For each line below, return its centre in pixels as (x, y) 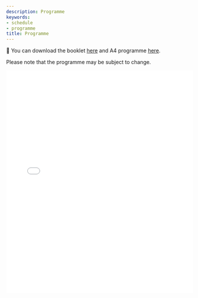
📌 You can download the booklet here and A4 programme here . (84, 50)
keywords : (18, 17)
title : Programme (28, 34)
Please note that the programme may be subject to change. (79, 62)
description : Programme (36, 12)
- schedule (20, 23)
